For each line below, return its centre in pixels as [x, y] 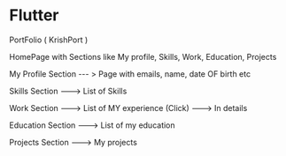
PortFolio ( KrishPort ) [49, 40]
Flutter [34, 15]
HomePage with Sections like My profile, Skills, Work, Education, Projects [143, 56]
